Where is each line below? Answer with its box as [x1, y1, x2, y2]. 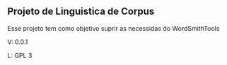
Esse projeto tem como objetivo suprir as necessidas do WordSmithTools [7, 24, 220, 32]
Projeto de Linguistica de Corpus [7, 6, 155, 17]
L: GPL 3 [7, 51, 33, 59]
